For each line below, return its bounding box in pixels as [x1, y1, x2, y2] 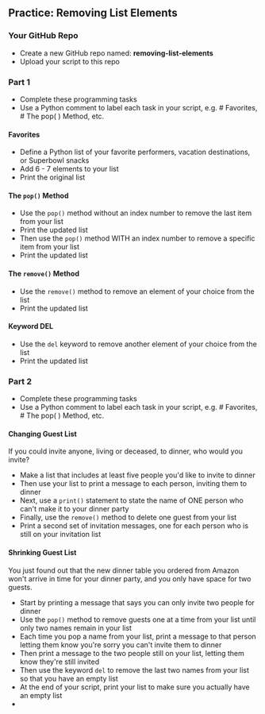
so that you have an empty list [19, 673, 119, 683]
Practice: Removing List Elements [8, 6, 178, 20]
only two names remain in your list [19, 623, 132, 632]
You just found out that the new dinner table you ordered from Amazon [8, 565, 240, 575]
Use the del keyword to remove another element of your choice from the [19, 339, 258, 349]
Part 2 [8, 376, 33, 387]
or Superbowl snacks [19, 156, 90, 165]
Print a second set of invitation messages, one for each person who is [19, 521, 248, 531]
